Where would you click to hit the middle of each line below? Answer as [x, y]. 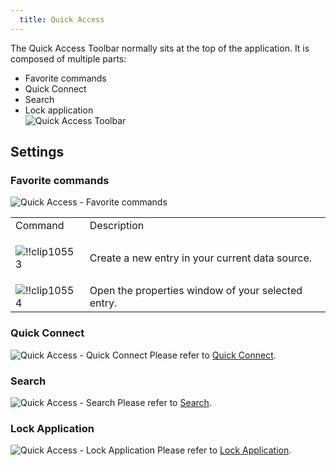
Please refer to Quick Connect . [213, 355]
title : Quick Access [62, 19]
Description [117, 226]
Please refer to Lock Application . [224, 450]
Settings [37, 152]
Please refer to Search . [164, 402]
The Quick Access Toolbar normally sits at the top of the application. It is [160, 48]
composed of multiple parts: [68, 58]
